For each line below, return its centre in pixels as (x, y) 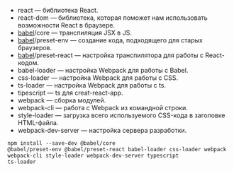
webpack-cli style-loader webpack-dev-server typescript (93, 155)
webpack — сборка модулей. (62, 100)
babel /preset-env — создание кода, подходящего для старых (110, 40)
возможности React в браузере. (66, 25)
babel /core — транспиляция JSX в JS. (75, 33)
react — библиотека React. (58, 10)
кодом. (28, 63)
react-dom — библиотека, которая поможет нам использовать (112, 18)
